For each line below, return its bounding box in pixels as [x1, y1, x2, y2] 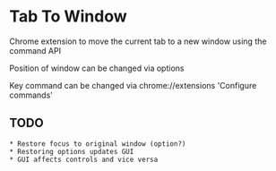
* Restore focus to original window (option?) [9, 139, 186, 149]
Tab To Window [9, 6, 127, 27]
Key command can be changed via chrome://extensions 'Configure [9, 80, 257, 90]
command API [9, 45, 61, 56]
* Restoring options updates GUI [9, 147, 134, 156]
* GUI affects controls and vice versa [9, 155, 159, 164]
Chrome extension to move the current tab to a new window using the [9, 36, 267, 47]
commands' [9, 90, 54, 100]
